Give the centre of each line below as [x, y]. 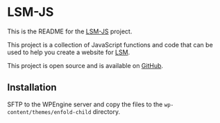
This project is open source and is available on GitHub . [85, 65]
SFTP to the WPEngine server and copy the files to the [85, 104]
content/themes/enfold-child [49, 112]
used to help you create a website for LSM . [69, 52]
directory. [107, 111]
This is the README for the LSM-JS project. [70, 31]
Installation [32, 88]
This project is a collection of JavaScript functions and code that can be [110, 44]
